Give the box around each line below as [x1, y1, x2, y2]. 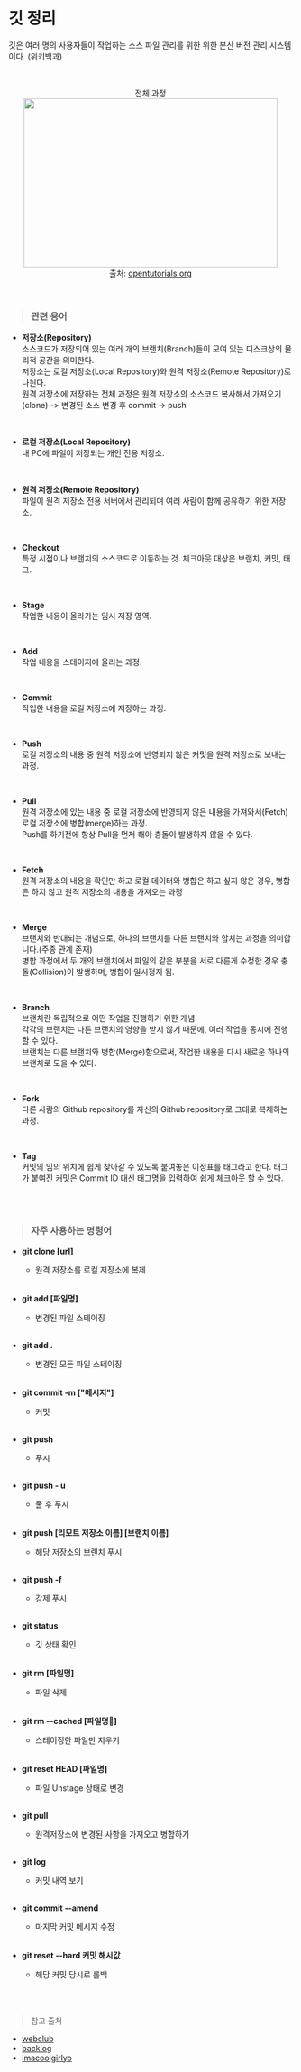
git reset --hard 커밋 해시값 [21, 1949, 121, 1960]
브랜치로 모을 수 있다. [21, 1058, 96, 1069]
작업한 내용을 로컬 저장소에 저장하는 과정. [21, 703, 167, 714]
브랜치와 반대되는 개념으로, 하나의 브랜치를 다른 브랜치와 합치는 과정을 [21, 933, 268, 944]
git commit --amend [21, 1903, 99, 1913]
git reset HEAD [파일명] [21, 1763, 108, 1774]
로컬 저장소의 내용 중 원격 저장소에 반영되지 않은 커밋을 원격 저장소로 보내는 [21, 749, 287, 760]
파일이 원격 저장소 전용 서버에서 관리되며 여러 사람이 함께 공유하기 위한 [21, 496, 269, 507]
